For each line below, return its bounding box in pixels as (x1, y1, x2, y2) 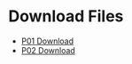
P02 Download (20, 44, 76, 55)
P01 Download (20, 36, 74, 46)
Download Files (8, 6, 124, 27)
